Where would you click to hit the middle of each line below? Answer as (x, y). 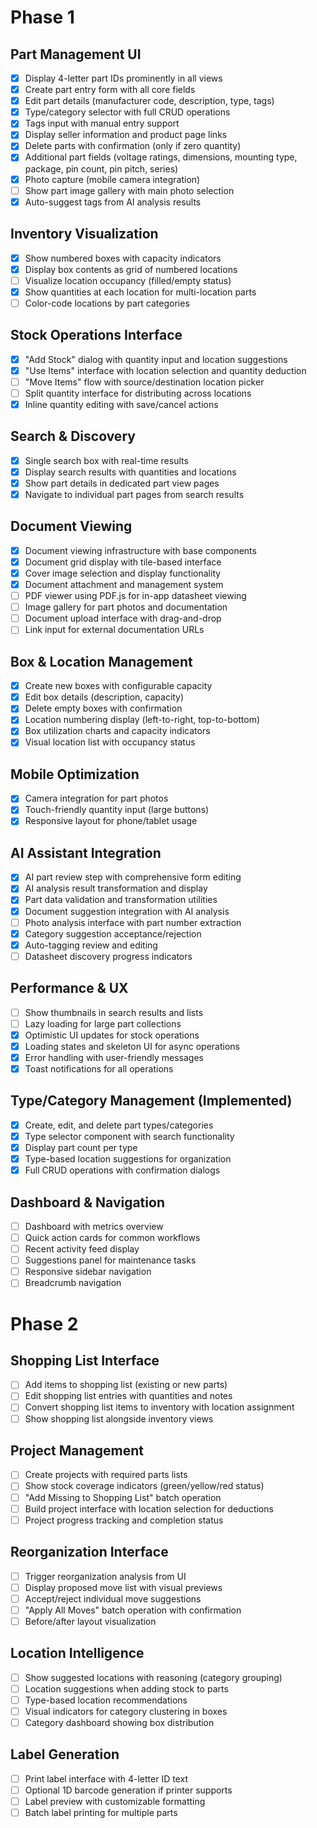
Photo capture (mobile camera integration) (112, 179)
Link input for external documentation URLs (114, 630)
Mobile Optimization (75, 774)
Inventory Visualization (84, 234)
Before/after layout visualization (90, 1621)
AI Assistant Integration (86, 852)
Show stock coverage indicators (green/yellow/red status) (144, 1486)
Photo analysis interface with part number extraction (133, 922)
